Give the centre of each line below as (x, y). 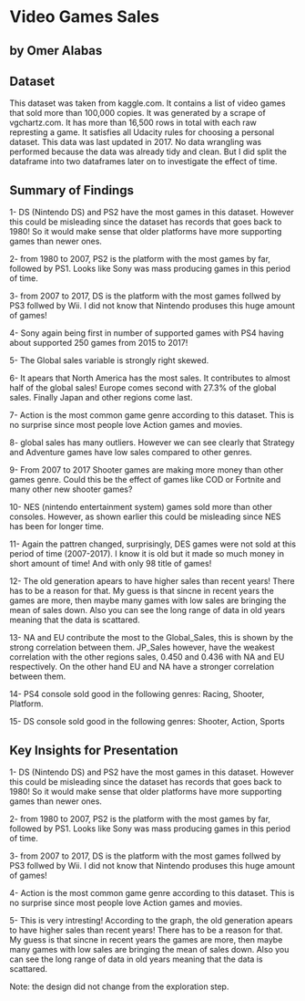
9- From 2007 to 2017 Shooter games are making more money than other (147, 470)
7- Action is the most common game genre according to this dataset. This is (152, 415)
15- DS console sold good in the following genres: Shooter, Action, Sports (147, 722)
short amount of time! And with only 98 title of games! (111, 564)
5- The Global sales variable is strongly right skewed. (109, 360)
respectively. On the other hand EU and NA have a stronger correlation (142, 667)
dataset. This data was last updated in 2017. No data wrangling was (136, 142)
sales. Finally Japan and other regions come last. (101, 398)
